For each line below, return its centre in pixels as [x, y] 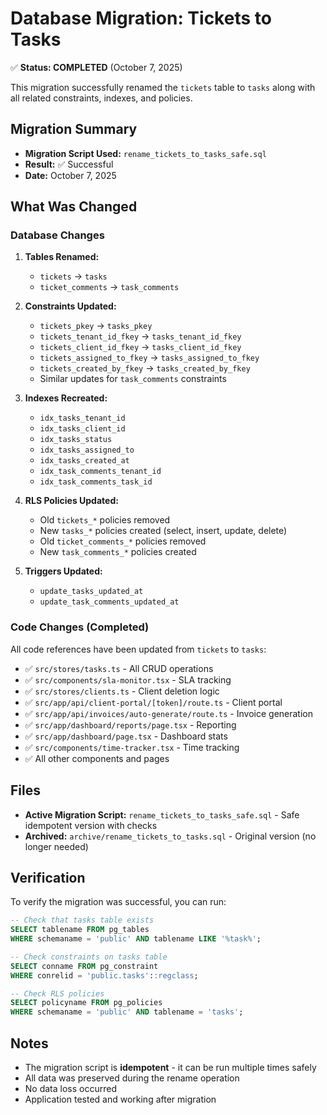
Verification [48, 877]
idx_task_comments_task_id [96, 482]
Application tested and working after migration [120, 1099]
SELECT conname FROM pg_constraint [84, 966]
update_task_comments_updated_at [109, 602]
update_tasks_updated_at [91, 592]
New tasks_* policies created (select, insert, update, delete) [163, 531]
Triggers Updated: [63, 571]
